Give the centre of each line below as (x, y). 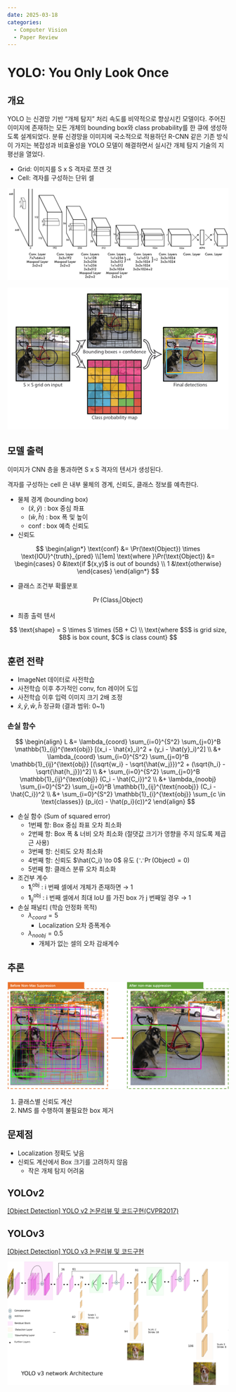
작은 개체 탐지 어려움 (56, 1171)
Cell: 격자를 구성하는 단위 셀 (56, 178)
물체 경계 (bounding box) (53, 499)
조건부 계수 (33, 878)
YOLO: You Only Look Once (88, 73)
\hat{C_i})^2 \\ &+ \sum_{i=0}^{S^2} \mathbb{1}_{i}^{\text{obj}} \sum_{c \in (118, 794)
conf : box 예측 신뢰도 (58, 526)
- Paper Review (36, 37)
